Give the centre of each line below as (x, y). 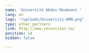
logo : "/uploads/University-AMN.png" (45, 19)
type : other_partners (28, 24)
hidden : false (20, 38)
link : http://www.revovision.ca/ (40, 29)
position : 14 (19, 33)
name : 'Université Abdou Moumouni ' (43, 10)
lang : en (14, 15)
